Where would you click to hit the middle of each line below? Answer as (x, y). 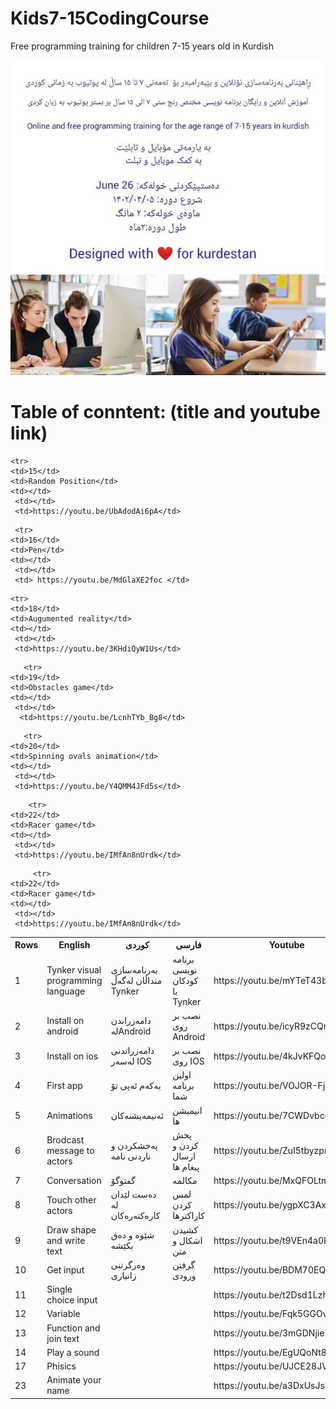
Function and (73, 1328)
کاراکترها (188, 1216)
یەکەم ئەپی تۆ (136, 1086)
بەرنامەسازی (134, 969)
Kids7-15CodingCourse (110, 18)
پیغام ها (186, 1166)
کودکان (185, 980)
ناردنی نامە (131, 1156)
